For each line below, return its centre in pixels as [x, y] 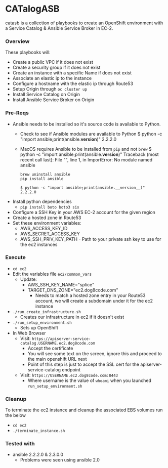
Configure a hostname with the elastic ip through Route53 [73, 83]
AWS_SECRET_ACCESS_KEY [50, 234]
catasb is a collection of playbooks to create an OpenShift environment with [84, 23]
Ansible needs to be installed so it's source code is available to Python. [87, 124]
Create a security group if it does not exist [56, 68]
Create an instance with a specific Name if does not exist [72, 73]
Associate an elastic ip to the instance [52, 78]
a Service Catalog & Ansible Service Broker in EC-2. [59, 28]
